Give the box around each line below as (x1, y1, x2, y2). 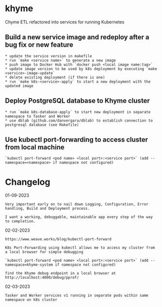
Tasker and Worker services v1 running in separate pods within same (5, 293, 149, 298)
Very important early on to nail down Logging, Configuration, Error (5, 202, 149, 207)
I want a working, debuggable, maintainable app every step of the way (5, 215, 153, 219)
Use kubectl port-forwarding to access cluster (5, 135, 148, 144)
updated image (5, 83, 34, 88)
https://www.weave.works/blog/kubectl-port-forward (5, 237, 112, 242)
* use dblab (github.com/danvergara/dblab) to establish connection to (5, 118, 153, 123)
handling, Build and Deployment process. (5, 206, 90, 211)
